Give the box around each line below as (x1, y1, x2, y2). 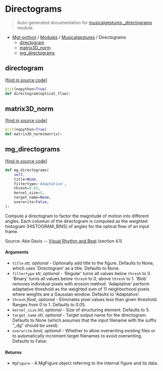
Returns (5, 349, 22, 355)
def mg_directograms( (5, 167, 49, 172)
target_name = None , (14, 195, 51, 200)
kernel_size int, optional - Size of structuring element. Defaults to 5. (12, 307, 150, 313)
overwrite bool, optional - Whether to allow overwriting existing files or (12, 327, 156, 333)
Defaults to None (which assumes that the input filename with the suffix (12, 317, 157, 323)
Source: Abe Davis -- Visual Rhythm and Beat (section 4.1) (5, 238, 122, 244)
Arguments (5, 249, 29, 255)
